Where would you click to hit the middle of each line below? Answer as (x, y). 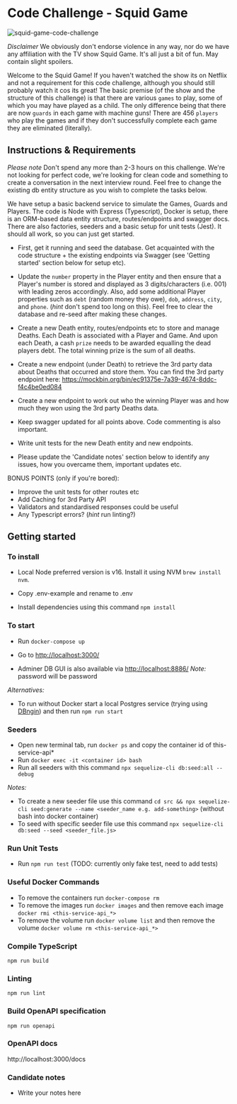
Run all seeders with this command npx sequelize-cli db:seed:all (115, 768)
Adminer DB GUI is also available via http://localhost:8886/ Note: (112, 669)
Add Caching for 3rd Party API (62, 499)
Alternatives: (26, 690)
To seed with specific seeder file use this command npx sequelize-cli (121, 824)
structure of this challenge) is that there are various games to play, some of (115, 98)
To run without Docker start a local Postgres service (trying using (112, 703)
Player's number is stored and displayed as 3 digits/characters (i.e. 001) (122, 284)
